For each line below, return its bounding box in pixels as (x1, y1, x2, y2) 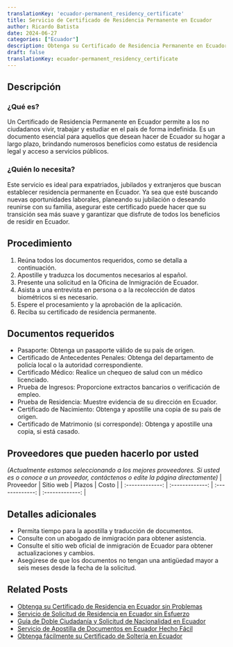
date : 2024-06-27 (7, 29, 58, 37)
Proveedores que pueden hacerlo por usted (7, 448, 199, 459)
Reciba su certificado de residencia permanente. (17, 307, 157, 316)
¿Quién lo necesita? (7, 165, 76, 174)
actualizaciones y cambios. (17, 548, 96, 557)
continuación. (17, 263, 57, 272)
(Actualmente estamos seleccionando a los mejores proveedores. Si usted (7, 466, 221, 475)
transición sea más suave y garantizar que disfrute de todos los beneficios (7, 210, 221, 218)
